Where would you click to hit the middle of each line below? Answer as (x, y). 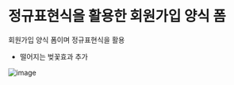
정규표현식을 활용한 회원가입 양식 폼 (117, 16)
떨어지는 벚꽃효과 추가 (54, 56)
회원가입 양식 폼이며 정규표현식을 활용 (67, 40)
